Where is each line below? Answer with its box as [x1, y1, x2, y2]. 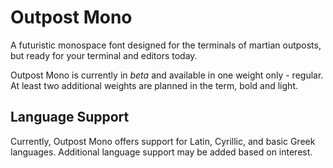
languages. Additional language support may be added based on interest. [10, 146, 313, 158]
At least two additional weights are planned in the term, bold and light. [10, 79, 298, 91]
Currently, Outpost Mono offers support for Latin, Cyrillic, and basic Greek [10, 135, 316, 147]
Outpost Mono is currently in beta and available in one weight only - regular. [10, 69, 324, 81]
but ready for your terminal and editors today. [10, 49, 198, 61]
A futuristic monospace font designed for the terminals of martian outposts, [10, 39, 322, 51]
